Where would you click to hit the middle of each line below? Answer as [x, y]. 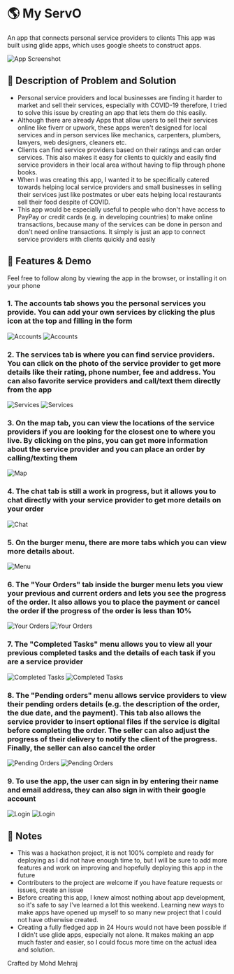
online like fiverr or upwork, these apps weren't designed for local [112, 128]
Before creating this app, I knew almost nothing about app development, [121, 898]
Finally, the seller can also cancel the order [81, 748]
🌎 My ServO [44, 14]
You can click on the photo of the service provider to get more [114, 363]
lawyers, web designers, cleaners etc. [72, 142]
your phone [24, 285]
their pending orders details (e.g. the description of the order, [114, 704]
